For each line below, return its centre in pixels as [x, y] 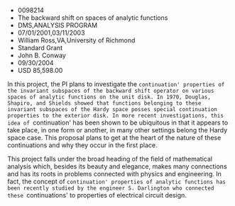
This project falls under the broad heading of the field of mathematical [110, 159]
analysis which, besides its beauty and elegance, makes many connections [117, 166]
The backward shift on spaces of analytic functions [93, 18]
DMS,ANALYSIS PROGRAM [58, 25]
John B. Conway [42, 55]
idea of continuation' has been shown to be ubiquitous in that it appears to [118, 122]
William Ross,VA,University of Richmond [76, 40]
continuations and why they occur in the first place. [82, 145]
